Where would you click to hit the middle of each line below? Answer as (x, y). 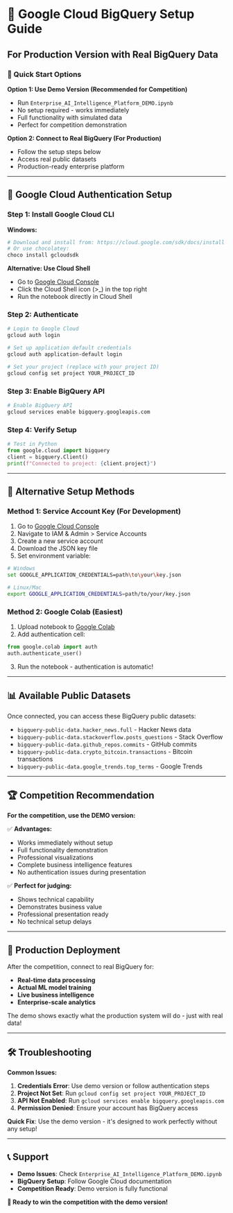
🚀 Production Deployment (64, 950)
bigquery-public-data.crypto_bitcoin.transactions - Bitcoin (105, 751)
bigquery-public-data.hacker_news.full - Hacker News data (104, 729)
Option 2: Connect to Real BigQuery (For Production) (84, 138)
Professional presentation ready (63, 914)
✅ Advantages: (30, 829)
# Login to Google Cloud (43, 329)
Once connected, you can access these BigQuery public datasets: (102, 716)
